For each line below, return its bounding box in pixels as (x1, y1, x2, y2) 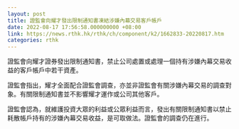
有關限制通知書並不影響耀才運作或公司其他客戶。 (19, 90, 164, 99)
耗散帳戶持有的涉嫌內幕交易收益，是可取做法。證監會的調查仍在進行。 (7, 114, 213, 123)
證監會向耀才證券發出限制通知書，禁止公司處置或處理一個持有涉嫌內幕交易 (7, 57, 225, 66)
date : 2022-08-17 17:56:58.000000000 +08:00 (7, 23, 142, 30)
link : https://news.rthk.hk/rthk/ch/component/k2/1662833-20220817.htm (7, 30, 224, 38)
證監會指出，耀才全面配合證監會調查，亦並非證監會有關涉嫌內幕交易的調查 (7, 81, 225, 89)
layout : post (7, 10, 46, 18)
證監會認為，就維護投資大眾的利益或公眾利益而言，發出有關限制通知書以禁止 (7, 105, 232, 113)
